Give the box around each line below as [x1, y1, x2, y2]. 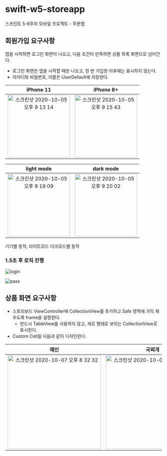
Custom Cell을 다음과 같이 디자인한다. [12, 333, 87, 339]
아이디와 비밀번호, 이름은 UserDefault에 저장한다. [12, 74, 109, 80]
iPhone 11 [26, 86, 51, 93]
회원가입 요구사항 [5, 36, 55, 45]
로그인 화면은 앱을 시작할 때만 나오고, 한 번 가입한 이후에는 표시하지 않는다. [12, 67, 157, 73]
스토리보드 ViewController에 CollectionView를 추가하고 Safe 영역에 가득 [12, 308, 154, 314]
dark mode [92, 165, 119, 172]
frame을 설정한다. [25, 314, 61, 320]
